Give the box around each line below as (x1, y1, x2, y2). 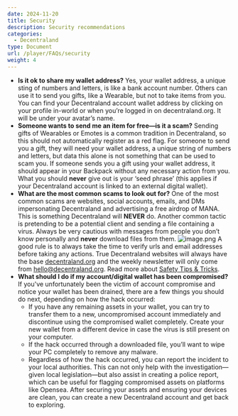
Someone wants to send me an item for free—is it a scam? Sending (17, 121, 219, 130)
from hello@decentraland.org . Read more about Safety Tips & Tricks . (17, 264, 220, 273)
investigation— (185, 363, 229, 371)
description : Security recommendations (7, 23, 126, 31)
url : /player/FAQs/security (7, 50, 91, 58)
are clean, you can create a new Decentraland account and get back (28, 393, 229, 401)
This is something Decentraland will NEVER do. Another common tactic (17, 212, 227, 220)
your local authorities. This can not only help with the (28, 363, 184, 371)
